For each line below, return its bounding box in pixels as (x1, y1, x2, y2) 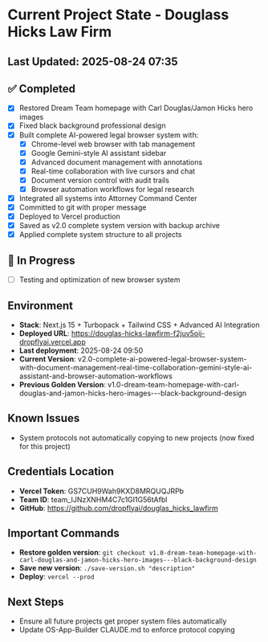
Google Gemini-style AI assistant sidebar (30, 148, 167, 157)
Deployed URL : (18, 328, 70, 338)
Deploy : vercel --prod (18, 572, 95, 582)
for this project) (18, 441, 71, 451)
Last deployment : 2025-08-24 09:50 (18, 346, 144, 355)
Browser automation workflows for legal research (30, 184, 194, 194)
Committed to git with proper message (18, 202, 147, 212)
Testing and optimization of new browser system (18, 275, 181, 284)
